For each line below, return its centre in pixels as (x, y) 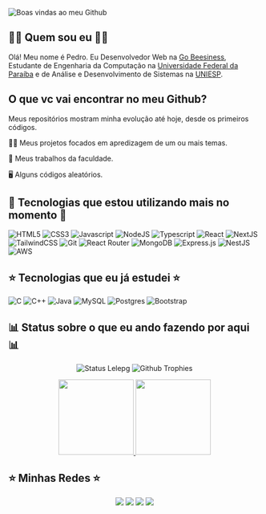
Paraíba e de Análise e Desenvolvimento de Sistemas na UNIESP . (116, 74)
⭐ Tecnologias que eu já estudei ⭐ (94, 277)
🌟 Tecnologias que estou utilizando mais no (119, 203)
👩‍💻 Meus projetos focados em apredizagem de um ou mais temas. (118, 143)
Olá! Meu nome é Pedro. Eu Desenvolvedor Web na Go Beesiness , (117, 57)
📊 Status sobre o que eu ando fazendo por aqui (129, 327)
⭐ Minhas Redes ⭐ (54, 478)
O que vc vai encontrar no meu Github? (108, 99)
